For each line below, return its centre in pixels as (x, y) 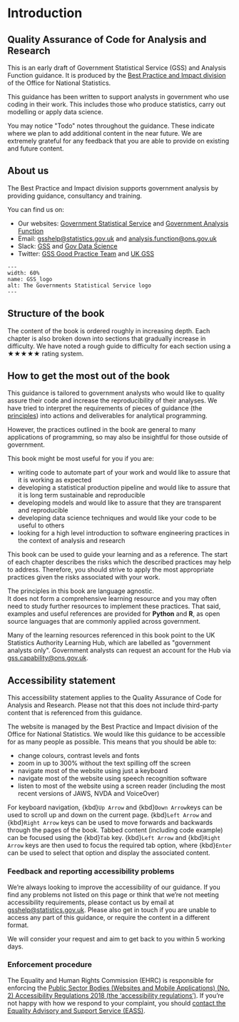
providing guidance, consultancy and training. (75, 196)
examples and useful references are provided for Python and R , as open (114, 614)
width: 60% (24, 273)
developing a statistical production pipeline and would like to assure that (124, 487)
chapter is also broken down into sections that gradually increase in (107, 338)
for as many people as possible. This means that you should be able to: (112, 742)
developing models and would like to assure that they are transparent (119, 503)
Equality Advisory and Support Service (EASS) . (76, 1011)
